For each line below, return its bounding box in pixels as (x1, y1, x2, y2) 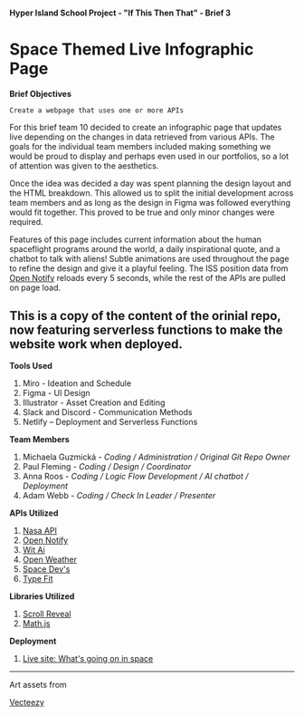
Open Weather (22, 554, 77, 566)
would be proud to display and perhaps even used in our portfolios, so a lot (9, 150, 290, 161)
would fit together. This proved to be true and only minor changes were (9, 207, 275, 218)
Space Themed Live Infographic (9, 39, 254, 59)
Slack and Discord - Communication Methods (22, 407, 193, 418)
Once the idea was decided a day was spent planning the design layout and (9, 178, 291, 189)
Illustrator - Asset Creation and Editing (22, 397, 166, 408)
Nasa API (22, 526, 57, 537)
